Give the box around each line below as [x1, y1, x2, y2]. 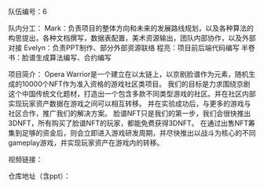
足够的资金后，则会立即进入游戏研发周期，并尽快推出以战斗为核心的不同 [21, 128, 256, 137]
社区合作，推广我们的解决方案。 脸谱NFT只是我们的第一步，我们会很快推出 [8, 109, 251, 117]
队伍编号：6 [8, 7, 47, 16]
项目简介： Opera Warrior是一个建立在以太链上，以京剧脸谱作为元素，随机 [8, 70, 249, 78]
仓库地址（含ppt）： [8, 172, 71, 180]
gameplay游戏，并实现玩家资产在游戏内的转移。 [8, 138, 164, 147]
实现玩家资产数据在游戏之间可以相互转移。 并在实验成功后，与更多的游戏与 [8, 99, 251, 108]
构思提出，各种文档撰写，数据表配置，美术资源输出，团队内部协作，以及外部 [8, 34, 256, 42]
